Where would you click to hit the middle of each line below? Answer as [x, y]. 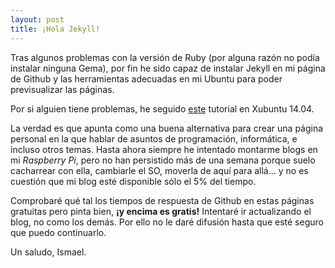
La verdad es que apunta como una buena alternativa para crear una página [167, 128]
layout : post [37, 19]
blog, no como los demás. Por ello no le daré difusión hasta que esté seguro [167, 222]
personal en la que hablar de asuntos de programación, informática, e [154, 138]
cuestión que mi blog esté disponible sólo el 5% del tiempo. [133, 181]
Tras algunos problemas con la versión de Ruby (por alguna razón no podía [165, 57]
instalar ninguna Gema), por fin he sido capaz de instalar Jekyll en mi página [168, 68]
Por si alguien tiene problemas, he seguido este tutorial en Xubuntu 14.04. [162, 108]
